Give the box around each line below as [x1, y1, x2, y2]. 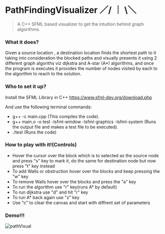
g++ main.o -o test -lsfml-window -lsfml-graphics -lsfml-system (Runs [12, 119, 156, 125]
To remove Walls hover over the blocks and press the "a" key [12, 178, 136, 185]
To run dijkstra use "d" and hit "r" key [12, 189, 89, 195]
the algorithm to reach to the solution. [5, 71, 82, 77]
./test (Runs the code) [12, 129, 57, 135]
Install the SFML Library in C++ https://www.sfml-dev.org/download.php [5, 94, 152, 100]
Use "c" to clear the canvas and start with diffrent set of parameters [12, 200, 150, 205]
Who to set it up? [5, 83, 47, 90]
